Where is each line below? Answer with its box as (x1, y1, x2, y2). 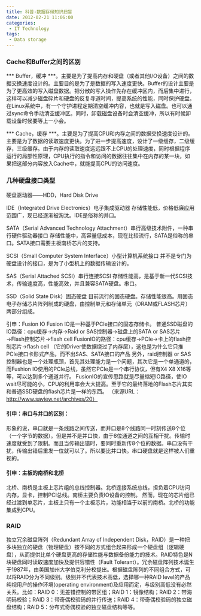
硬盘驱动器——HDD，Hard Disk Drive (6, 191, 99, 199)
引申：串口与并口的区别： (6, 410, 69, 417)
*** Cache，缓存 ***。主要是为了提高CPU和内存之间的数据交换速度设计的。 (6, 130, 194, 137)
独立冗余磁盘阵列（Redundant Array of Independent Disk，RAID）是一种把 (6, 536, 190, 543)
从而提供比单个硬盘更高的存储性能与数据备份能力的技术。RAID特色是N (19, 551, 193, 558)
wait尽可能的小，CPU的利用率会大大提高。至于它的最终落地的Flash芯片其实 (6, 380, 193, 387)
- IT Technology (8, 25, 50, 32)
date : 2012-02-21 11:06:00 (6, 14, 74, 20)
